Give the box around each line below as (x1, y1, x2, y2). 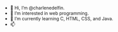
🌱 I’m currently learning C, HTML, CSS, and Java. (10, 16, 113, 21)
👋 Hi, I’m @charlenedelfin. (10, 5, 65, 11)
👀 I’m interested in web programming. (10, 10, 89, 16)
